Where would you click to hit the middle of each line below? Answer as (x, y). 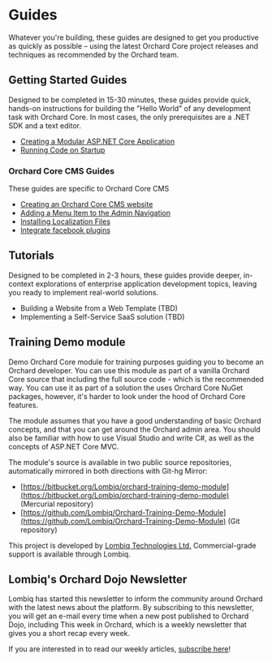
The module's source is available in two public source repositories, (120, 462)
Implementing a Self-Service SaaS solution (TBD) (102, 316)
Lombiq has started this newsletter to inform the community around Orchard (136, 599)
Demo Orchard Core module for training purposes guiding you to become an (136, 362)
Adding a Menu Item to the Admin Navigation (95, 213)
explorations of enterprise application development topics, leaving (146, 284)
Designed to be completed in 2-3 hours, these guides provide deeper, (125, 275)
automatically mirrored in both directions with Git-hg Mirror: (108, 471)
